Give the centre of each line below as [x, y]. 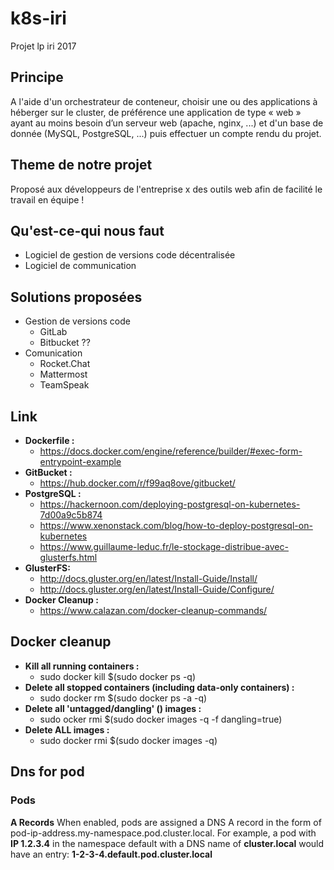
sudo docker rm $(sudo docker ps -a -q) [123, 698]
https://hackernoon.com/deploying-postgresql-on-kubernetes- [170, 504]
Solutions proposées [76, 297]
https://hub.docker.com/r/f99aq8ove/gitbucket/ [137, 483]
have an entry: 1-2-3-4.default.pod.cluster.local [111, 854]
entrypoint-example [80, 461]
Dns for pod [47, 772]
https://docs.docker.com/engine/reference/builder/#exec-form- [171, 451]
